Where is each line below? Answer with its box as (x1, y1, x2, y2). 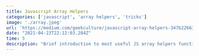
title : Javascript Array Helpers (6, 8, 89, 15)
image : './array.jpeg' (6, 19, 62, 25)
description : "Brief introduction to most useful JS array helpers (6, 41, 176, 47)
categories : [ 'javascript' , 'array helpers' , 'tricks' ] (6, 14, 147, 20)
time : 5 (6, 36, 25, 41)
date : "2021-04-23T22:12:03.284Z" (6, 30, 92, 36)
